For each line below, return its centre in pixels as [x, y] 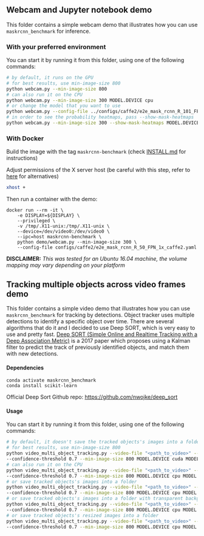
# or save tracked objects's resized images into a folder [83, 515]
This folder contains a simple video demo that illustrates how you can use [98, 308]
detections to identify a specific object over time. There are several [90, 321]
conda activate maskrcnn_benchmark [51, 380]
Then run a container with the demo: [52, 199]
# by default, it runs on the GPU [50, 78]
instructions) [22, 158]
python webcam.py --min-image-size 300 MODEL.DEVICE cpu [80, 100]
